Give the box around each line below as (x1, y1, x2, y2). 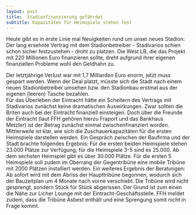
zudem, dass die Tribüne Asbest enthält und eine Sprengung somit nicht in (6, 196, 186, 203)
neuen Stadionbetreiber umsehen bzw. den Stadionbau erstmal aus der (6, 84, 178, 91)
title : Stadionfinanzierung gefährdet (6, 14, 104, 20)
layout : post (6, 8, 38, 15)
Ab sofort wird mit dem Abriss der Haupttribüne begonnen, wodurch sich (6, 171, 183, 179)
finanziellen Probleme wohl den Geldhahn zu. (6, 60, 115, 67)
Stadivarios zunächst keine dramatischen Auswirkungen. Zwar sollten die (6, 103, 183, 110)
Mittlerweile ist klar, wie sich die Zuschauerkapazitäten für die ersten (6, 128, 172, 135)
